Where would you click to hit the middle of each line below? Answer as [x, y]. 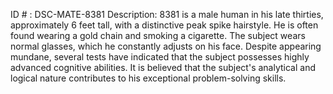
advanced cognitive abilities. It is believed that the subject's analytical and [163, 67]
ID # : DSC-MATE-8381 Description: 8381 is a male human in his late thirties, [167, 14]
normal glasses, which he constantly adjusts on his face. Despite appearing [166, 46]
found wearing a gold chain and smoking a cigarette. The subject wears [158, 35]
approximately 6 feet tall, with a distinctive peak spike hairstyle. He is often [164, 25]
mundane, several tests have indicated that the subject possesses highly [160, 57]
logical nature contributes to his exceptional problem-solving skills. [148, 78]
